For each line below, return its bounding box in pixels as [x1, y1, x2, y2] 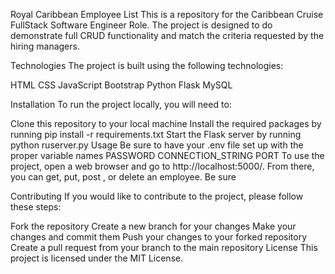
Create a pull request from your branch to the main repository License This [10, 242, 318, 253]
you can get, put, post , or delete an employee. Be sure [10, 171, 237, 183]
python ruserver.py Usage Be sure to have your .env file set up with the [10, 139, 304, 151]
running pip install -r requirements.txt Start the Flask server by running [10, 129, 302, 140]
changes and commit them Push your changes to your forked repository [10, 231, 308, 243]
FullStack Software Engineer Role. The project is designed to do [10, 19, 273, 31]
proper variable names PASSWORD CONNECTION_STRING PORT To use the [10, 150, 325, 161]
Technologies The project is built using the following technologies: [10, 60, 284, 71]
